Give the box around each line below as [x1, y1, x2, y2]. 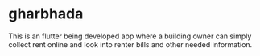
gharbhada [8, 5, 84, 23]
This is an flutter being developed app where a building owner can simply [8, 31, 252, 41]
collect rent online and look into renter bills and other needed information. [8, 39, 253, 49]
